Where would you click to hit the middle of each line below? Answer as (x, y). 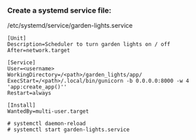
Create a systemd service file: (59, 10)
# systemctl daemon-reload (47, 124)
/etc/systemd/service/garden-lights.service (70, 26)
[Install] (22, 106)
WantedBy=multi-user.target (48, 111)
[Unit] (17, 38)
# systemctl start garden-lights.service (69, 130)
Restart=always (29, 93)
